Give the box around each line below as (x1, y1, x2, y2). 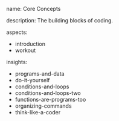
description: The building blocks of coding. (6, 17, 114, 24)
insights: (6, 59, 28, 65)
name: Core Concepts (6, 5, 61, 12)
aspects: (6, 28, 28, 36)
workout (14, 47, 36, 54)
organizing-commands (14, 102, 72, 110)
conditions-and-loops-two (14, 90, 81, 96)
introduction (14, 41, 45, 47)
